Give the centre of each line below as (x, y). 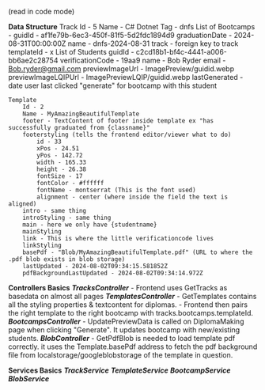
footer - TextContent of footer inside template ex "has (118, 121)
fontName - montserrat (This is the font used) (116, 190)
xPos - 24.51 (58, 149)
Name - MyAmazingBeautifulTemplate (81, 114)
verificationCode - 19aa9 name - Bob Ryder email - (143, 60)
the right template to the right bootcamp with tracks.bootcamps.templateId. (131, 313)
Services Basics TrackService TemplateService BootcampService (119, 370)
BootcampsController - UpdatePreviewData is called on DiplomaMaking (126, 321)
